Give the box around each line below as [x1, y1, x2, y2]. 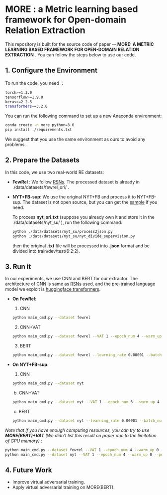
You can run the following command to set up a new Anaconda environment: [5, 113, 162, 119]
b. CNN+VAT [13, 390, 40, 396]
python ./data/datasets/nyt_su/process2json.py [12, 229, 113, 234]
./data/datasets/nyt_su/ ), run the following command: [12, 219, 123, 225]
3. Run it [5, 262, 31, 271]
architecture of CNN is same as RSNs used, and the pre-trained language [5, 281, 156, 287]
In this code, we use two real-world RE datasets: [5, 169, 104, 175]
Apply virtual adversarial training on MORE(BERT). [12, 485, 115, 491]
